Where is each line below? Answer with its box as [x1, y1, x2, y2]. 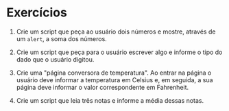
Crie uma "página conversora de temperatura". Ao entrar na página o [16, 69, 212, 77]
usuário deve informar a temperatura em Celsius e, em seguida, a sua [16, 75, 213, 84]
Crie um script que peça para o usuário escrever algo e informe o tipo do [16, 48, 223, 56]
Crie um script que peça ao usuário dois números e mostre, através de [16, 27, 216, 36]
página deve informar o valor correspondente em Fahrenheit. [16, 83, 189, 91]
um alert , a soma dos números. [16, 34, 107, 42]
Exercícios [6, 5, 68, 21]
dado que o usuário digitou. [16, 55, 95, 63]
